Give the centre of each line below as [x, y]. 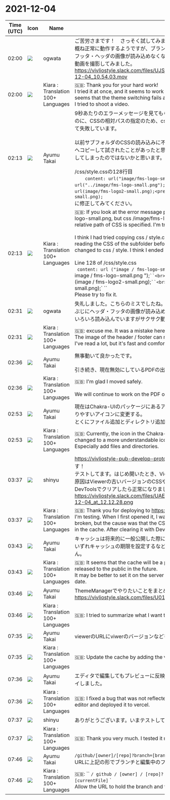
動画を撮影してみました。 [105, 63]
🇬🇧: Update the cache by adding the [119, 657]
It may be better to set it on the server [119, 575]
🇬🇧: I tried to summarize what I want [119, 615]
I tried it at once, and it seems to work [119, 91]
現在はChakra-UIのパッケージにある [118, 406]
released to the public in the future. [116, 568]
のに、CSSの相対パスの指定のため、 [118, 121]
